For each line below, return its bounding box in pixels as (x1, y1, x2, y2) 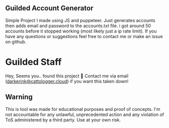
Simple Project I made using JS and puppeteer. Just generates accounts (5, 17, 155, 23)
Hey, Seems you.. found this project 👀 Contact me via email (5, 73, 129, 79)
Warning (5, 93, 33, 101)
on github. (5, 39, 27, 45)
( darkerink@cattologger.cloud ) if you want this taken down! (5, 78, 129, 84)
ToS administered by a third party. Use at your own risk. (5, 116, 121, 122)
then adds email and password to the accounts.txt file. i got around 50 (5, 23, 151, 29)
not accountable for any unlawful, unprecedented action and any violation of (5, 111, 164, 117)
